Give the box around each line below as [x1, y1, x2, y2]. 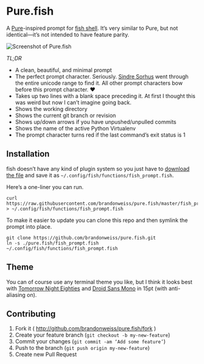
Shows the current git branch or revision [15, 112, 117, 119]
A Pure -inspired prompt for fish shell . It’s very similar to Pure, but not [6, 24, 178, 32]
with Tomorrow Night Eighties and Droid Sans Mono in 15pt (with [6, 285, 168, 292]
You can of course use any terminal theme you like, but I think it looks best [6, 278, 192, 285]
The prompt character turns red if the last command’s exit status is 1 [15, 131, 186, 138]
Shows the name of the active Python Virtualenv [15, 124, 136, 132]
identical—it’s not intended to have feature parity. [6, 30, 129, 38]
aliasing [6, 291, 26, 298]
